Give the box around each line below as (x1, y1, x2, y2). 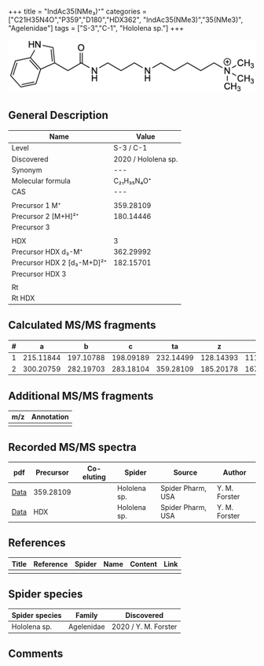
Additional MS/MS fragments (8, 389, 154, 403)
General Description (8, 109, 108, 122)
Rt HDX (11, 293, 35, 303)
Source (173, 468, 198, 477)
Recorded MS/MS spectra (8, 441, 137, 454)
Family (75, 610, 98, 619)
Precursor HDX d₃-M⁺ (11, 247, 83, 257)
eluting (82, 472, 106, 482)
